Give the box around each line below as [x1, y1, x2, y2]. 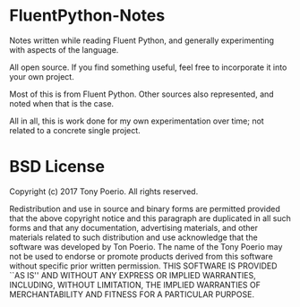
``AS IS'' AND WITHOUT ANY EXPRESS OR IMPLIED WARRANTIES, [9, 269, 257, 280]
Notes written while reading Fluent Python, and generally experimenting [9, 35, 275, 46]
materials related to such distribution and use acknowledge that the [9, 232, 258, 243]
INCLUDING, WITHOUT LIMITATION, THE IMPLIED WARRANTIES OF [9, 279, 261, 290]
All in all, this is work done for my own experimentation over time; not [9, 115, 264, 126]
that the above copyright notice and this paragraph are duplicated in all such [9, 212, 291, 224]
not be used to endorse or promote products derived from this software [9, 251, 273, 261]
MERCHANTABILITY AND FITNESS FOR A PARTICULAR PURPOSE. [9, 288, 255, 300]
